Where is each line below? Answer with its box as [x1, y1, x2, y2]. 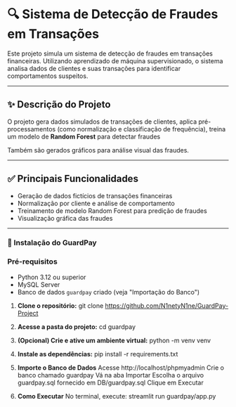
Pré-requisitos [7, 257, 58, 266]
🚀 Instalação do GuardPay [7, 238, 97, 247]
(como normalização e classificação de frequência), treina [57, 124, 226, 133]
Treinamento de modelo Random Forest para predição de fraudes [17, 206, 207, 215]
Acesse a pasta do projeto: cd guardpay [17, 322, 136, 331]
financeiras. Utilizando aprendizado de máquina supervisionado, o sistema [7, 56, 223, 65]
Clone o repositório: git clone [17, 301, 104, 310]
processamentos [7, 124, 56, 133]
